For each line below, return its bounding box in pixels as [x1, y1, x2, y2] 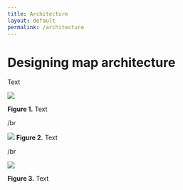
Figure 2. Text [16, 133, 58, 142]
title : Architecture [7, 10, 69, 18]
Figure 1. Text [7, 105, 48, 114]
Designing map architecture [7, 54, 176, 70]
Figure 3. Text [7, 174, 49, 183]
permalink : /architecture [7, 23, 84, 31]
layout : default [7, 17, 56, 24]
